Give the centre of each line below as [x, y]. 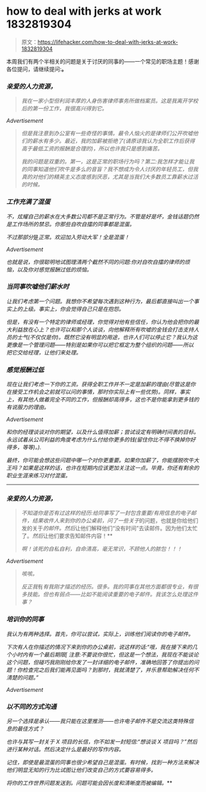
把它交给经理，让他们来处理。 [44, 352]
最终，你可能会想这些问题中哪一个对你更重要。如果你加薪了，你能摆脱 [95, 460]
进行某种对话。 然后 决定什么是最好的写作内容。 [65, 749]
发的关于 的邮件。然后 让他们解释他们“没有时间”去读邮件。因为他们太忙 [109, 528]
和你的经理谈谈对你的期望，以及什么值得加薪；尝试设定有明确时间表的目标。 [103, 432]
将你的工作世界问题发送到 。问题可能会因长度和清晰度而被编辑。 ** [90, 783]
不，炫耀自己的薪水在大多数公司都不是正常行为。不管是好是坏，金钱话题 [97, 216]
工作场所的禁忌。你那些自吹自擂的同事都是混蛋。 [73, 224]
